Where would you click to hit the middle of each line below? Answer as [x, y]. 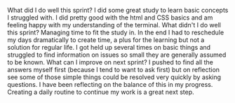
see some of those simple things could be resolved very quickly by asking [114, 77]
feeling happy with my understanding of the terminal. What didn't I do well [114, 25]
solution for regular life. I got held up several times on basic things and [109, 47]
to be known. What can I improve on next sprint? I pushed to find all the [110, 62]
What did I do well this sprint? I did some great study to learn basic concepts [118, 10]
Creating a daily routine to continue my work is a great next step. [101, 92]
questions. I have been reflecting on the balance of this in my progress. [110, 84]
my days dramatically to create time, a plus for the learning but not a [106, 40]
